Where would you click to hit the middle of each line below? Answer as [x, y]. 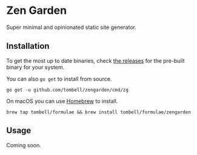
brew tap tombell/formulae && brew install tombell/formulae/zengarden [98, 112]
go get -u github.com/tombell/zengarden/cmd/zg [68, 90]
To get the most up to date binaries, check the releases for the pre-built [95, 60]
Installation [28, 46]
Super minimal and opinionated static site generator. [71, 27]
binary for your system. [35, 67]
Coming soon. [24, 145]
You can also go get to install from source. [59, 78]
